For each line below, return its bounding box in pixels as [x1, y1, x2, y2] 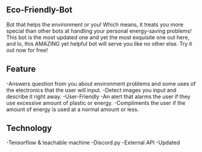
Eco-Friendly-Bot [6, 5, 72, 15]
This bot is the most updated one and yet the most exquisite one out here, [6, 33, 190, 41]
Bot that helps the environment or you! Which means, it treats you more [6, 21, 184, 28]
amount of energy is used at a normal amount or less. [6, 106, 139, 113]
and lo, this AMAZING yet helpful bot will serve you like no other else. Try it [6, 40, 192, 47]
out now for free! [6, 46, 48, 54]
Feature [6, 64, 36, 74]
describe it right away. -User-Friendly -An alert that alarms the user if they [6, 93, 191, 100]
